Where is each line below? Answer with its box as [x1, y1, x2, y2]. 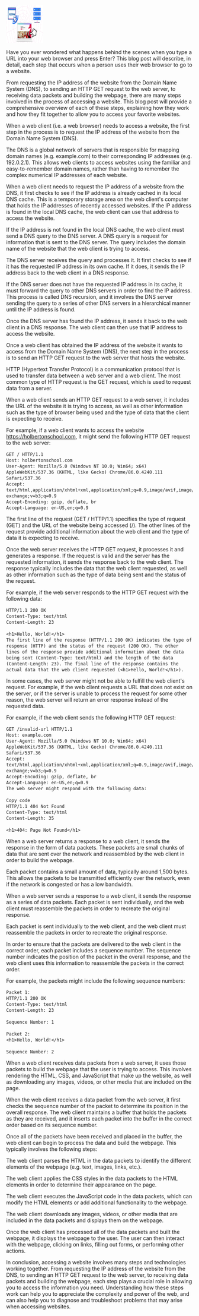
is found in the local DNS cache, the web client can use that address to [6, 209, 179, 215]
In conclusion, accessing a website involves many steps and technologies [6, 1259, 187, 1265]
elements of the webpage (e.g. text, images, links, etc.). [6, 1163, 142, 1170]
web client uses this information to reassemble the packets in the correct [6, 960, 184, 967]
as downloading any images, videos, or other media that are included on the [6, 1078, 192, 1085]
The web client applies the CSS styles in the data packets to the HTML [6, 1175, 178, 1182]
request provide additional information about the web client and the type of [6, 528, 190, 535]
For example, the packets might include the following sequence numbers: [6, 977, 185, 984]
